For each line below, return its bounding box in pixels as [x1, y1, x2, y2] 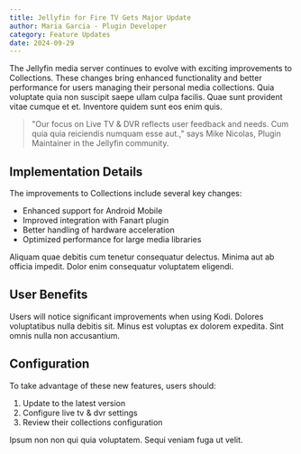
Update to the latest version [22, 397, 126, 408]
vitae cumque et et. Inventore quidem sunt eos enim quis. [9, 101, 223, 113]
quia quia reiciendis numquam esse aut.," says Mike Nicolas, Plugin [31, 128, 281, 140]
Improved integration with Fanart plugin [22, 215, 169, 226]
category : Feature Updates [9, 30, 111, 39]
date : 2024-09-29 [9, 38, 75, 48]
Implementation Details [9, 164, 143, 179]
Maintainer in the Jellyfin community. [31, 138, 169, 149]
